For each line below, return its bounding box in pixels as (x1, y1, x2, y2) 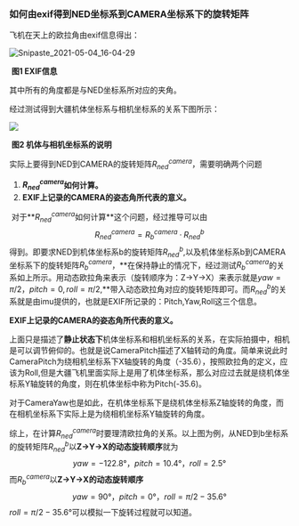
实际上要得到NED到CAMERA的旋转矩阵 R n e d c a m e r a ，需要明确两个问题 (9, 158, 263, 171)
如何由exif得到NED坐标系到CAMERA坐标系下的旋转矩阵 (9, 7, 249, 20)
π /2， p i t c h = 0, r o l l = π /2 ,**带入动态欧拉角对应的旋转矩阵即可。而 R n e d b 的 (9, 282, 279, 296)
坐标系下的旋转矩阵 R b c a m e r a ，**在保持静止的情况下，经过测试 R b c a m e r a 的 (9, 258, 278, 272)
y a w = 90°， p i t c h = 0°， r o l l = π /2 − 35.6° (72, 491, 227, 502)
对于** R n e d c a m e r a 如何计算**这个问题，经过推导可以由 (11, 210, 207, 224)
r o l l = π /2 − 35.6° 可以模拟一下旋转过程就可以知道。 (9, 506, 198, 517)
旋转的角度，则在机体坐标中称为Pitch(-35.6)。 (37, 378, 206, 389)
